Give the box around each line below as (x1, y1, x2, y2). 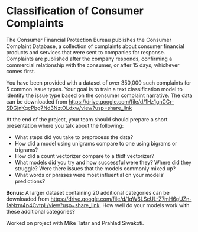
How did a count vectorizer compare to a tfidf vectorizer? (14, 152, 155, 159)
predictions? (14, 178, 46, 185)
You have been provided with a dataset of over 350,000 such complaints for (6, 79, 191, 86)
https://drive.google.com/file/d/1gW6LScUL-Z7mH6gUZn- (50, 195, 192, 202)
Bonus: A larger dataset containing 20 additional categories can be (6, 189, 170, 196)
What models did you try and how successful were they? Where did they (14, 159, 192, 166)
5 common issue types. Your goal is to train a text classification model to (6, 85, 183, 92)
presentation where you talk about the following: (6, 122, 124, 129)
